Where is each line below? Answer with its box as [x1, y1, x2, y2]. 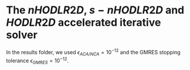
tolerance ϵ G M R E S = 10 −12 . [6, 56, 69, 65]
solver [6, 29, 38, 41]
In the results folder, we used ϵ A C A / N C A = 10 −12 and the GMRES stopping [6, 47, 181, 57]
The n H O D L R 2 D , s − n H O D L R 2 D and [6, 3, 185, 17]
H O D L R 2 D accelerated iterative [6, 16, 161, 29]
